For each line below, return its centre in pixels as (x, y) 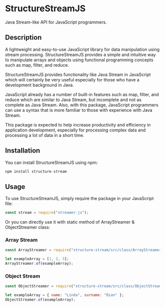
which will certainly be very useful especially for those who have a (72, 79)
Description (23, 38)
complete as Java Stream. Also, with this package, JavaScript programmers (82, 105)
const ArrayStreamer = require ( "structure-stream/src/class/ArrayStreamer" (84, 250)
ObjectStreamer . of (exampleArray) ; (41, 300)
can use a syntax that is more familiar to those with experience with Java (79, 110)
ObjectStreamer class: (27, 227)
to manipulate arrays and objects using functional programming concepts (79, 60)
